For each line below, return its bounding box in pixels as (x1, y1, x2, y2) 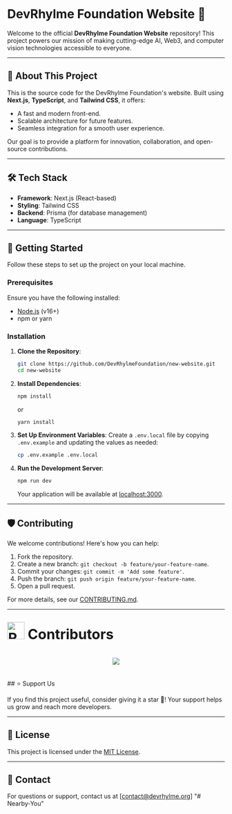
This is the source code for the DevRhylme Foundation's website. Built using (7, 88, 224, 97)
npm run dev (17, 478, 52, 485)
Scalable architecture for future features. (17, 117, 133, 125)
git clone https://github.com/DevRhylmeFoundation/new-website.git (17, 360, 215, 367)
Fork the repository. (17, 552, 74, 561)
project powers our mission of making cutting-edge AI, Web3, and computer (7, 36, 224, 44)
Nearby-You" (7, 800, 44, 808)
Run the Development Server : (17, 464, 104, 472)
